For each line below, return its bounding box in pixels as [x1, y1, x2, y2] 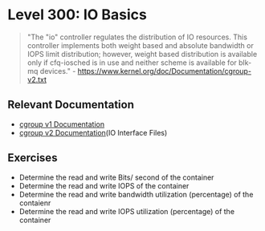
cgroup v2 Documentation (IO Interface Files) [18, 128, 168, 137]
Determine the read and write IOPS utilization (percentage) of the [18, 206, 234, 216]
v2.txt [26, 75, 47, 84]
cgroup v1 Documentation [18, 119, 105, 129]
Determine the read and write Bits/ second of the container [18, 172, 214, 182]
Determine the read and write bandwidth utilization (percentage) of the [18, 189, 254, 199]
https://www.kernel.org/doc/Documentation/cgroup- [77, 66, 252, 75]
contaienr [18, 198, 51, 208]
